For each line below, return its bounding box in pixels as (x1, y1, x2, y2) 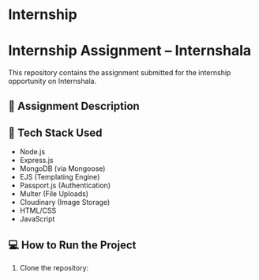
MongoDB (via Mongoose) (19, 164, 106, 173)
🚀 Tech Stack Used (8, 126, 103, 139)
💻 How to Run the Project (8, 238, 137, 252)
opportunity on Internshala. (8, 77, 97, 86)
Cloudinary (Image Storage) (19, 198, 111, 207)
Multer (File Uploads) (19, 189, 89, 199)
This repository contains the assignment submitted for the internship (8, 68, 231, 78)
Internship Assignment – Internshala (8, 42, 252, 60)
